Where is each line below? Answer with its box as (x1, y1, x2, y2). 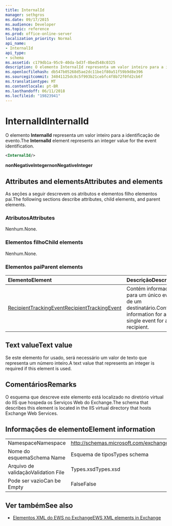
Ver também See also (5, 501, 73, 510)
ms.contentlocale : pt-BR (5, 83, 58, 89)
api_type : (5, 50, 27, 55)
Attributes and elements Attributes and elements (5, 177, 163, 186)
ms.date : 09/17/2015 (5, 17, 50, 22)
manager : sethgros (5, 12, 45, 17)
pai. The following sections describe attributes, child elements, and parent (5, 196, 160, 202)
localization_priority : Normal (5, 36, 72, 41)
